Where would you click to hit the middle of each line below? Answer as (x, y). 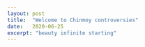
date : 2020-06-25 (36, 26)
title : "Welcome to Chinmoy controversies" (73, 20)
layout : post (26, 13)
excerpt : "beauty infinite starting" (62, 33)
